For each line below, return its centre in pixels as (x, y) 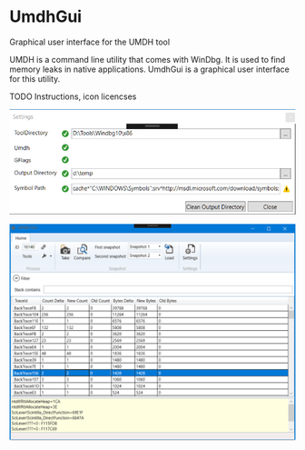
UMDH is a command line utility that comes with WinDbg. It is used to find (148, 59)
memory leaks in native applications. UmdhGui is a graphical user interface (150, 69)
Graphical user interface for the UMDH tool (90, 42)
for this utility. (35, 78)
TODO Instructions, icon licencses (73, 96)
